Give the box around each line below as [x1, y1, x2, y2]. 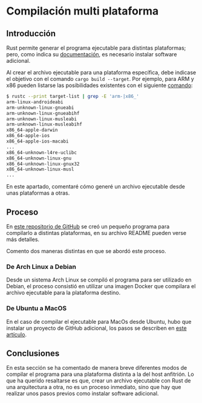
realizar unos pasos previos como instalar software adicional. [6, 390, 159, 397]
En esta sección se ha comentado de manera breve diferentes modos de [6, 364, 187, 372]
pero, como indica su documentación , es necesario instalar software [6, 51, 177, 58]
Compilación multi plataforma [6, 4, 159, 18]
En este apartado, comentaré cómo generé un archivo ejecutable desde [6, 183, 186, 190]
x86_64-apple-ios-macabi [6, 138, 69, 144]
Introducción [6, 28, 56, 39]
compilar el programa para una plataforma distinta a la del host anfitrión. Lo [6, 370, 195, 378]
